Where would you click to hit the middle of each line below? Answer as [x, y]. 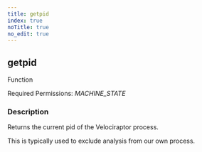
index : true [25, 21]
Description [28, 112]
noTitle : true [28, 27]
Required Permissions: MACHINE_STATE [67, 94]
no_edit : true [28, 34]
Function [20, 80]
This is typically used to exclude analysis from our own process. [101, 141]
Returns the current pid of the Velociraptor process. [83, 127]
